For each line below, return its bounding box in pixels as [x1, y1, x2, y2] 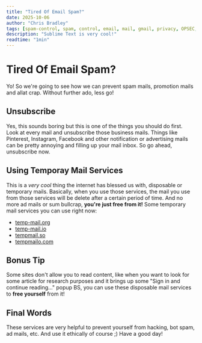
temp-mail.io [14, 225, 47, 232]
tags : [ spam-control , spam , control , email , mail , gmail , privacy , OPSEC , [6, 25, 198, 32]
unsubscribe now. [6, 148, 50, 155]
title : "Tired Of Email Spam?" [6, 8, 85, 15]
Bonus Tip [6, 255, 45, 265]
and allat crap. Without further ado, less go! [6, 88, 114, 96]
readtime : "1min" [6, 37, 50, 43]
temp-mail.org [14, 218, 50, 226]
